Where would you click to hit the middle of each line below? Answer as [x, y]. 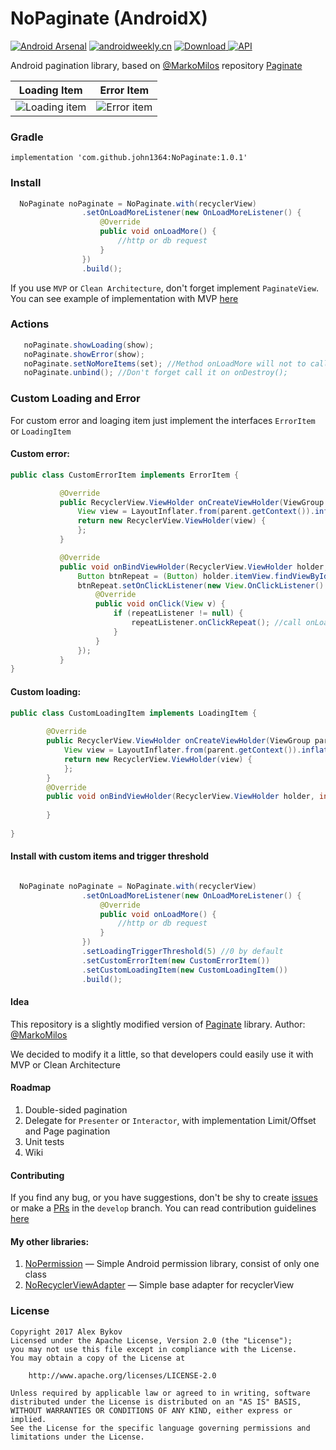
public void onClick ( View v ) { [160, 604]
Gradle [27, 137]
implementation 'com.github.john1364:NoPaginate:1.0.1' [129, 158]
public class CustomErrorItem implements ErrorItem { [125, 475]
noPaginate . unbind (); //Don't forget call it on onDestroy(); [155, 373]
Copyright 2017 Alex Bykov [66, 1332]
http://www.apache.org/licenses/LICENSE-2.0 [122, 1375]
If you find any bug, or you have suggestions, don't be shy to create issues [164, 1198]
